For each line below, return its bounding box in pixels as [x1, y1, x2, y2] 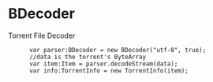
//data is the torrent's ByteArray [28, 53, 147, 61]
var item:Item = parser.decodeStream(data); [28, 60, 178, 68]
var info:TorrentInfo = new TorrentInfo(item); [28, 66, 189, 75]
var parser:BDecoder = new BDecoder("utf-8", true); [28, 46, 207, 54]
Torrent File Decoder [8, 31, 76, 40]
